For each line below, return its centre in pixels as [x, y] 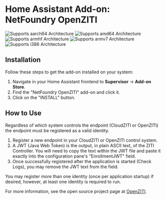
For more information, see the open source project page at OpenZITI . [76, 191]
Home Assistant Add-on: [58, 9]
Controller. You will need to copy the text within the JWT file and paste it [86, 151]
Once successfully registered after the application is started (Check [82, 161]
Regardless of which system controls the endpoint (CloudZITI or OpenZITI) [82, 125]
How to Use [23, 113]
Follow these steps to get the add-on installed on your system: [69, 72]
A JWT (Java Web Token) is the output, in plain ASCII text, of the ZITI [83, 145]
